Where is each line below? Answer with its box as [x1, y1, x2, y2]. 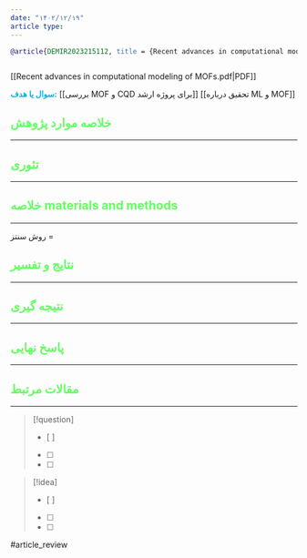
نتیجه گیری [10, 299, 64, 314]
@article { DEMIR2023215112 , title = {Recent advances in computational [10, 46, 284, 56]
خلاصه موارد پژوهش [10, 115, 112, 130]
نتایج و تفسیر [10, 257, 75, 273]
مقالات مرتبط [10, 381, 79, 397]
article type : [10, 22, 65, 31]
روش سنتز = [10, 230, 54, 241]
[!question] [32, 414, 75, 425]
